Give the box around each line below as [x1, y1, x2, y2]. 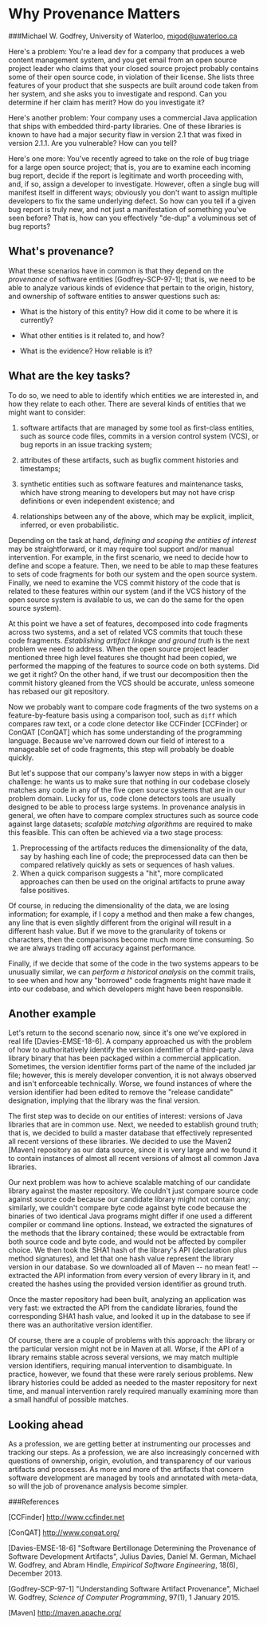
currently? [19, 315, 54, 325]
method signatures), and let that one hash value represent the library [8, 1253, 234, 1264]
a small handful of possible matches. [8, 1395, 129, 1404]
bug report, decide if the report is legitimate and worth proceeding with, [8, 171, 245, 180]
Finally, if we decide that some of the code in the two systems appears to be [8, 958, 259, 968]
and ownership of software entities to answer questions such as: [8, 291, 221, 301]
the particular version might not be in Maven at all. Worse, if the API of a [8, 1344, 245, 1354]
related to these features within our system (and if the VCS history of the [8, 586, 247, 596]
